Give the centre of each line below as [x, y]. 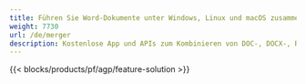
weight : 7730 [34, 26]
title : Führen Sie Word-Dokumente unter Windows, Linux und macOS [138, 18]
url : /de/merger [40, 35]
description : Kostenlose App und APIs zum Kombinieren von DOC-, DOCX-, [150, 43]
